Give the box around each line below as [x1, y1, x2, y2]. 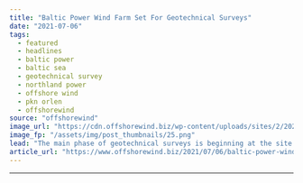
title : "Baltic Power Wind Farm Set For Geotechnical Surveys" [9, 13, 252, 23]
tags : [9, 30, 30, 39]
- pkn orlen [17, 96, 63, 106]
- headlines [17, 47, 63, 56]
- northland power [17, 80, 87, 89]
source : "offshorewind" [9, 114, 99, 123]
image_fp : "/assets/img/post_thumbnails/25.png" [9, 131, 196, 140]
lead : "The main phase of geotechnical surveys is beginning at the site [9, 139, 293, 148]
